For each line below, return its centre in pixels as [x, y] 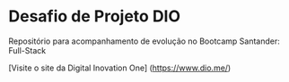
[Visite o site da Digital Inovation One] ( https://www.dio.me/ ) [120, 68]
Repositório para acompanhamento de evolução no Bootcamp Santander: [144, 41]
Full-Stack [27, 50]
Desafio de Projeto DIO [95, 16]
